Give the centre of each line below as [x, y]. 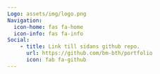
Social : [19, 40]
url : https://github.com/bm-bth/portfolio [89, 54]
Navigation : [25, 20]
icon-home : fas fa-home [48, 27]
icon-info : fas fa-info [48, 33]
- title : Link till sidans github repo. [80, 47]
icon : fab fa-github [56, 60]
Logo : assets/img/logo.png [47, 14]
